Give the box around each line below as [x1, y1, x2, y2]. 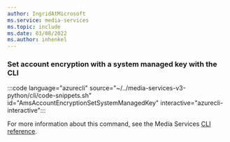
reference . [7, 127, 37, 136]
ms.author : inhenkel [7, 36, 68, 43]
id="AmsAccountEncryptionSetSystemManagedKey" [7, 99, 159, 107]
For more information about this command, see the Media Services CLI [7, 120, 211, 128]
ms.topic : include [7, 23, 61, 30]
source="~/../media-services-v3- [89, 84, 187, 92]
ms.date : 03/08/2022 [7, 29, 68, 37]
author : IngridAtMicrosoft [7, 10, 86, 17]
